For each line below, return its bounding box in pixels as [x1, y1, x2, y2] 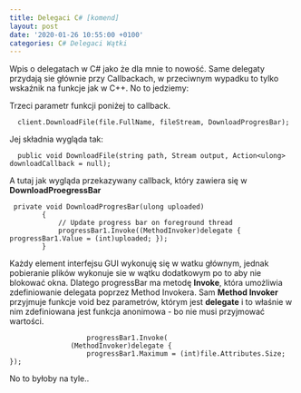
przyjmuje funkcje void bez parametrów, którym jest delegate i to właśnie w [9, 297, 293, 308]
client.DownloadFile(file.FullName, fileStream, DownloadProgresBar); [17, 118, 290, 127]
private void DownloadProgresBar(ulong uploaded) [13, 202, 205, 211]
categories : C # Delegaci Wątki [9, 38, 128, 48]
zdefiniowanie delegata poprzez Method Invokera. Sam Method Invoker [9, 287, 278, 298]
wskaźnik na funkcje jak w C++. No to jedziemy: [9, 83, 189, 93]
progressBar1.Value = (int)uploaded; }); [9, 234, 169, 243]
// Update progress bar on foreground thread [57, 219, 233, 228]
